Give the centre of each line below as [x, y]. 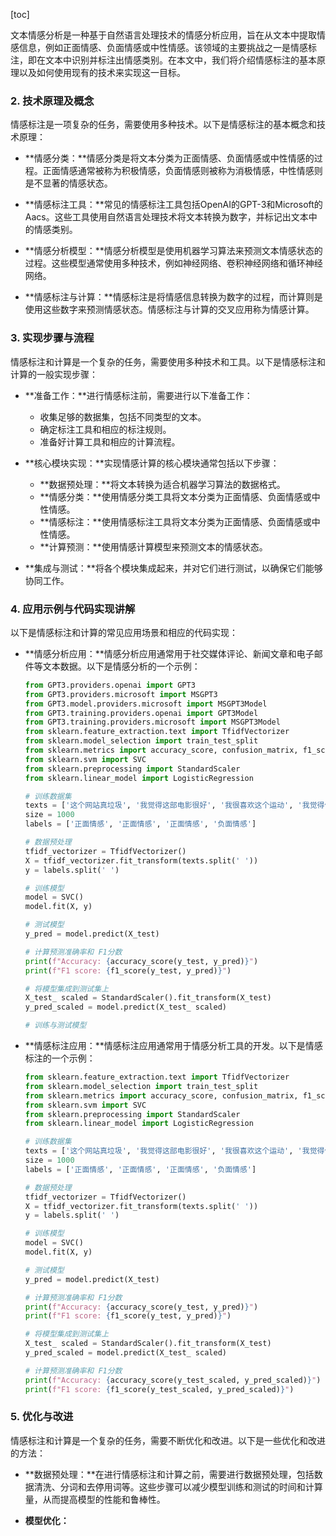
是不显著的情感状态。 [68, 183]
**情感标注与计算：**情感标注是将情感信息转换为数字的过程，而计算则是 [173, 297]
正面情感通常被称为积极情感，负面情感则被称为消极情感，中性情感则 [182, 171]
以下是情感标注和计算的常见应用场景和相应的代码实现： [124, 632]
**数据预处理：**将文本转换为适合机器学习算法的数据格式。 [162, 484]
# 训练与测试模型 [55, 1025]
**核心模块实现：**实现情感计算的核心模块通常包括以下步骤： [152, 463]
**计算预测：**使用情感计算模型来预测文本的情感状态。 [153, 546]
